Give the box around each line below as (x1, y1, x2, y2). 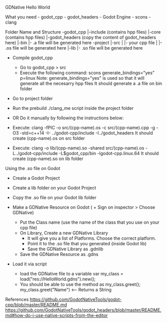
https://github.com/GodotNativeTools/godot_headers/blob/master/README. (5, 307, 161, 313)
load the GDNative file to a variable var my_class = (19, 271, 123, 276)
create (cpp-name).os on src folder (12, 135, 85, 141)
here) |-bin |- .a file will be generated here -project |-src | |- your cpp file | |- (5, 40, 162, 46)
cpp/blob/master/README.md (5, 302, 67, 307)
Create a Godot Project (12, 175, 60, 181)
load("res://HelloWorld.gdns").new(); (19, 276, 96, 282)
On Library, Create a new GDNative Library (19, 230, 108, 236)
